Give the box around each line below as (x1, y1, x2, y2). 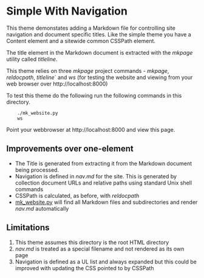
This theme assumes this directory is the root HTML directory (15, 239, 169, 246)
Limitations (6, 223, 50, 233)
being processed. (15, 166, 59, 174)
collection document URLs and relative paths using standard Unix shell (15, 179, 192, 186)
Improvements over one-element (6, 144, 134, 154)
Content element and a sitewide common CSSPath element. (6, 37, 156, 44)
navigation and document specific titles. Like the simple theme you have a (6, 30, 191, 38)
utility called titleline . (6, 55, 58, 63)
